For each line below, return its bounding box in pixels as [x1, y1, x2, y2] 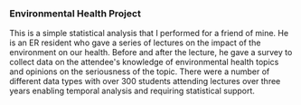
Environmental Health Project [9, 7, 142, 20]
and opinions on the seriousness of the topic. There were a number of [9, 66, 270, 77]
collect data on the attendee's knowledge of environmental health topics [9, 57, 279, 68]
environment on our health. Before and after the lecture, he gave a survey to [9, 47, 293, 58]
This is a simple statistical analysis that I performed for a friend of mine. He [9, 28, 289, 39]
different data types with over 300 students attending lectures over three [9, 76, 281, 87]
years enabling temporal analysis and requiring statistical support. [9, 85, 256, 97]
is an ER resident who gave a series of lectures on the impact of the [9, 37, 261, 48]
